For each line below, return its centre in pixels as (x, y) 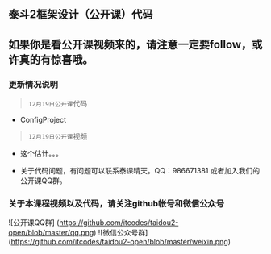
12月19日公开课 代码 (57, 104)
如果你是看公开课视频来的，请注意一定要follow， (130, 44)
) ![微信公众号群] (121, 233)
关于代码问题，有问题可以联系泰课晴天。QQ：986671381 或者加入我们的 (140, 171)
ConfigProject (43, 120)
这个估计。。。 (41, 154)
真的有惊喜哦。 (56, 59)
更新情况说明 (33, 85)
